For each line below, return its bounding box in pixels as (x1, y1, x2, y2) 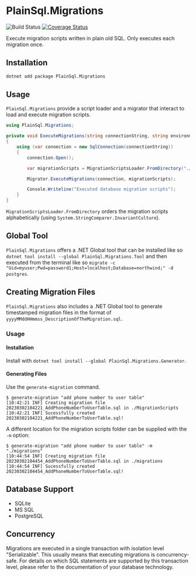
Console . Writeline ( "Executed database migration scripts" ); (27, 186, 176, 192)
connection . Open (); (27, 155, 75, 161)
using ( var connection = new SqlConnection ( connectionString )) (16, 144, 174, 150)
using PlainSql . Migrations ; (6, 123, 75, 129)
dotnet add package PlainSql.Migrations (6, 73, 106, 79)
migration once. (6, 41, 44, 48)
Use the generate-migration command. (6, 384, 100, 391)
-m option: (6, 432, 30, 439)
